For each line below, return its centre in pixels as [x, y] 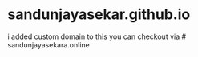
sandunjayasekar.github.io [99, 15]
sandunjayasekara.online [48, 44]
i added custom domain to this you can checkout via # [97, 36]
